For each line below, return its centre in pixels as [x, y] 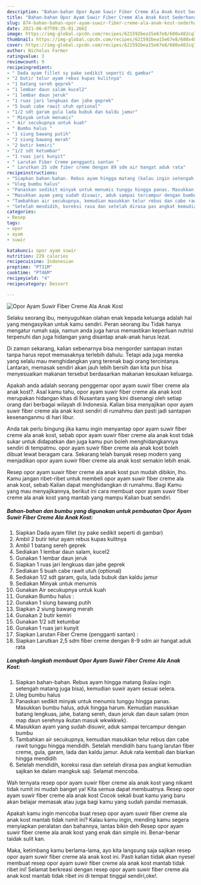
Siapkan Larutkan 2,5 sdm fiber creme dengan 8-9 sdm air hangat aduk [103, 640]
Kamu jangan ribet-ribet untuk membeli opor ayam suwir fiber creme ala [95, 478]
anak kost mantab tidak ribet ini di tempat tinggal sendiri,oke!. [82, 875]
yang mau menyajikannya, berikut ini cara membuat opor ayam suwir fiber [98, 491]
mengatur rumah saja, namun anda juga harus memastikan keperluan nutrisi [100, 330]
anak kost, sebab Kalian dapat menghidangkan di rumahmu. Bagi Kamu [94, 484]
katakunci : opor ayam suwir [42, 251]
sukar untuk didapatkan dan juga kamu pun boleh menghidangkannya [92, 441]
